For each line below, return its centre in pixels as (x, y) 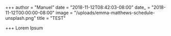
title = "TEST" (52, 18)
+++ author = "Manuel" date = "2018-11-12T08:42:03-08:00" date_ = (78, 7)
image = (64, 13)
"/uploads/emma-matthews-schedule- (114, 13)
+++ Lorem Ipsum (24, 28)
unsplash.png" (21, 18)
